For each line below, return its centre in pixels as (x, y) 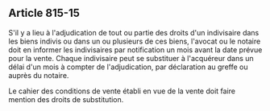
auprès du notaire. (39, 75)
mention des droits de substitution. (66, 99)
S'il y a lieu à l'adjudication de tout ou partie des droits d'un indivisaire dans (134, 32)
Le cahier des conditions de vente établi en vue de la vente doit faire (122, 91)
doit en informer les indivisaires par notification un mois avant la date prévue (135, 49)
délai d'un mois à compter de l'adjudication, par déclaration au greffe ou (128, 67)
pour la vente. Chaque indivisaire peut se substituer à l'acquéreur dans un (131, 58)
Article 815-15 (44, 13)
